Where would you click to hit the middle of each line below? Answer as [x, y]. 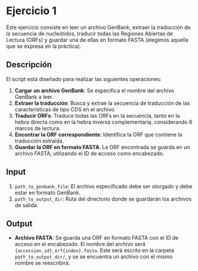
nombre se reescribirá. [42, 263]
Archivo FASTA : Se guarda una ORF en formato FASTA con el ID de [97, 238]
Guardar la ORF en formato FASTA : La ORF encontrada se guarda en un [102, 147]
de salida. [26, 205]
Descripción [29, 65]
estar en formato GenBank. [48, 192]
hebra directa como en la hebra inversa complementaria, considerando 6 [103, 122]
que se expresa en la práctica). [44, 46]
